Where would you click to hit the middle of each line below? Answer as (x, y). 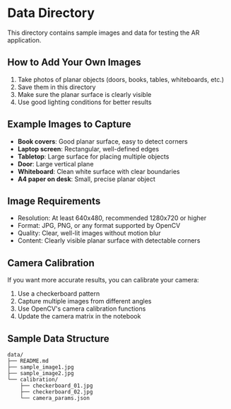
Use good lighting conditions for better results (84, 102)
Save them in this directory (57, 87)
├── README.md (28, 361)
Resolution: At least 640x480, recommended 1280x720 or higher (112, 218)
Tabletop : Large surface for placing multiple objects (93, 156)
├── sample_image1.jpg (41, 367)
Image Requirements (54, 201)
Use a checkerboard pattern (59, 294)
